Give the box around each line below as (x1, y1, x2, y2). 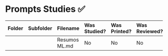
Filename (57, 25, 80, 32)
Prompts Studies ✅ (5, 3, 85, 15)
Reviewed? (136, 28, 163, 35)
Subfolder (28, 25, 52, 32)
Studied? (84, 28, 106, 35)
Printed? (110, 28, 131, 35)
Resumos (57, 36, 79, 43)
